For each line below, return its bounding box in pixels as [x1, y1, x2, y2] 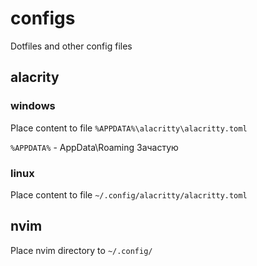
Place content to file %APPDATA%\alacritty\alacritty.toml [10, 122, 248, 134]
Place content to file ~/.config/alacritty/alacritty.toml [10, 188, 248, 201]
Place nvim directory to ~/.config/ [10, 244, 153, 256]
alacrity [10, 69, 60, 86]
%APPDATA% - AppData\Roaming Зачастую [10, 141, 179, 153]
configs [10, 7, 76, 30]
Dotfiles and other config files [10, 40, 133, 52]
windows [10, 99, 56, 113]
